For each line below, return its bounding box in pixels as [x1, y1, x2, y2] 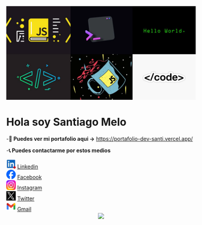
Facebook [17, 174, 42, 181]
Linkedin [17, 163, 38, 170]
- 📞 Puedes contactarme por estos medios [6, 147, 111, 154]
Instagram [17, 184, 43, 191]
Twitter [17, 195, 35, 202]
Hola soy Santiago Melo [6, 116, 127, 129]
